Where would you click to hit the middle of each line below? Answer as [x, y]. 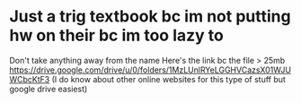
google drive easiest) [49, 89]
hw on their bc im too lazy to [117, 35]
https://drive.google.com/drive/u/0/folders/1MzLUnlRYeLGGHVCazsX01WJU [150, 70]
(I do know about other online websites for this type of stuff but [168, 79]
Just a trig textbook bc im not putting [150, 17]
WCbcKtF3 [30, 79]
